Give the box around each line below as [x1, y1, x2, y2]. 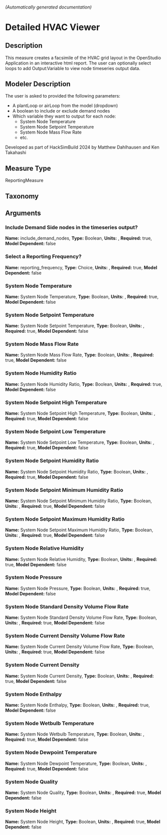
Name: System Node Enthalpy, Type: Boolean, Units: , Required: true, [5, 702, 150, 708]
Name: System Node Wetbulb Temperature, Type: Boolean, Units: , [5, 731, 144, 737]
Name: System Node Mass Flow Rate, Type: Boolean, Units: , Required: [5, 352, 154, 358]
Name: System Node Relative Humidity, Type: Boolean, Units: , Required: [5, 556, 157, 562]
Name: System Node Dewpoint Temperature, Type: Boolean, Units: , [5, 760, 147, 766]
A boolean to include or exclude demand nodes [12, 108, 110, 114]
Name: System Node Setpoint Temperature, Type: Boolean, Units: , [5, 323, 145, 329]
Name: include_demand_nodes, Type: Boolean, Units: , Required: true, [5, 235, 152, 241]
